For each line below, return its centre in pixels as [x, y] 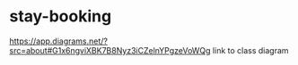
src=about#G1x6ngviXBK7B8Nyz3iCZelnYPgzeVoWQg [110, 50]
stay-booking [61, 16]
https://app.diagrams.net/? [59, 41]
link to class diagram [250, 50]
